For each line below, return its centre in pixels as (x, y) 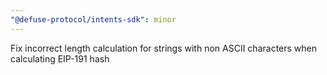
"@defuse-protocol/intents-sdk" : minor (93, 19)
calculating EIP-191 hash (60, 58)
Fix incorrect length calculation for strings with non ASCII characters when (163, 48)
